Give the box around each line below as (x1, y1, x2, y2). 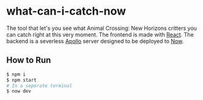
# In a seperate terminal (6, 82, 72, 89)
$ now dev (6, 88, 32, 95)
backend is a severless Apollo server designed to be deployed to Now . (6, 37, 184, 45)
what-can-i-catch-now (6, 4, 127, 18)
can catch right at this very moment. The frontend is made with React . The (6, 30, 194, 38)
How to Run (6, 55, 51, 65)
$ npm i (6, 71, 26, 77)
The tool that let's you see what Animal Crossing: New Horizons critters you (6, 24, 197, 32)
